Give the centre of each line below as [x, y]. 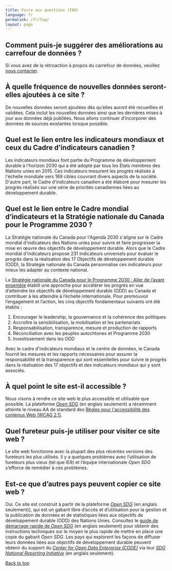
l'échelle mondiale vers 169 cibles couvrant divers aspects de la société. [81, 176]
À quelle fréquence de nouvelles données [73, 87]
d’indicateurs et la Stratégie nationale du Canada [85, 217]
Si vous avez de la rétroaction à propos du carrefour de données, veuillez [83, 66]
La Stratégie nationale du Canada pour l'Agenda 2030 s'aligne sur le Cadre [84, 237]
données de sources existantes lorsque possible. [57, 123]
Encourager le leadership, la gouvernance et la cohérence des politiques [89, 317]
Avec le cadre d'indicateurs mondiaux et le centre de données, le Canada [83, 348]
